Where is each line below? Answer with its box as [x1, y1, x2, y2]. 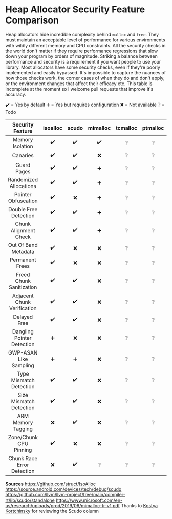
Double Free [8, 205, 38, 213]
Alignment [10, 226, 35, 234]
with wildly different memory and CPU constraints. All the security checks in [5, 42, 166, 48]
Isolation [12, 142, 33, 150]
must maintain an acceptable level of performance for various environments [5, 37, 165, 43]
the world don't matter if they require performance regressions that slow [5, 48, 158, 54]
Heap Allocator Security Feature [5, 4, 145, 15]
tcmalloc [116, 124, 137, 131]
